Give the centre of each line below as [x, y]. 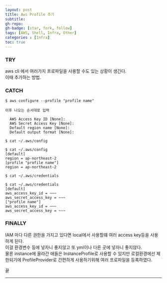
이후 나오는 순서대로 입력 [27, 111]
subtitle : [15, 19]
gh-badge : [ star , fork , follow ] [39, 28]
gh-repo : [14, 24]
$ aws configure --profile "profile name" [50, 101]
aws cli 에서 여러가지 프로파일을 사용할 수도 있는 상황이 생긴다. [66, 71]
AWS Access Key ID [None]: [38, 119]
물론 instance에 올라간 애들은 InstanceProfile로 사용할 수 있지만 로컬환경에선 [80, 253]
